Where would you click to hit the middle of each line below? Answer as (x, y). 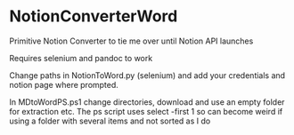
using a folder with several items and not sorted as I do (110, 121)
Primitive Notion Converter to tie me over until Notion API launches (131, 41)
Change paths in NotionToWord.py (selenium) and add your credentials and (147, 75)
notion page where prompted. (64, 84)
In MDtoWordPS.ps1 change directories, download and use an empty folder (147, 102)
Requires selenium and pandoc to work (81, 58)
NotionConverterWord (94, 16)
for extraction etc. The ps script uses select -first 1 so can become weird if (146, 111)
